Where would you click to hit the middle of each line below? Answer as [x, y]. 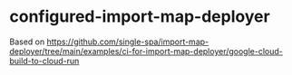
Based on [27, 42]
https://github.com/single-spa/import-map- [128, 42]
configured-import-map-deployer [140, 17]
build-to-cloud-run [44, 61]
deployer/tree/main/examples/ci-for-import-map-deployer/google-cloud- [146, 51]
